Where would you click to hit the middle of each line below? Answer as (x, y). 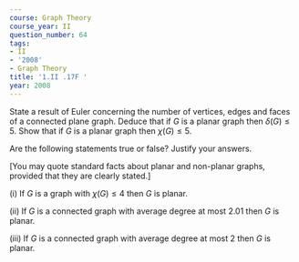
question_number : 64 (49, 35)
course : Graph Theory (51, 18)
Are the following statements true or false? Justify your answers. (131, 148)
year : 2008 (30, 86)
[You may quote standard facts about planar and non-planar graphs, (138, 166)
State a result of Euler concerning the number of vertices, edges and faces (150, 111)
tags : (20, 43)
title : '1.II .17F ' (49, 77)
